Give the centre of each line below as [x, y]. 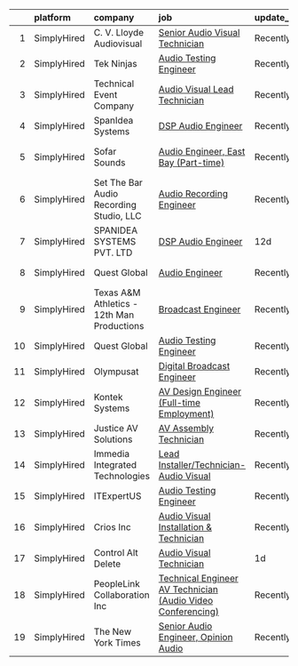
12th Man [114, 315]
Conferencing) [188, 611]
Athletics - [116, 304]
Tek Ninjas [115, 64]
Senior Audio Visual [199, 32]
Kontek [108, 397]
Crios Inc [112, 527]
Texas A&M [117, 293]
